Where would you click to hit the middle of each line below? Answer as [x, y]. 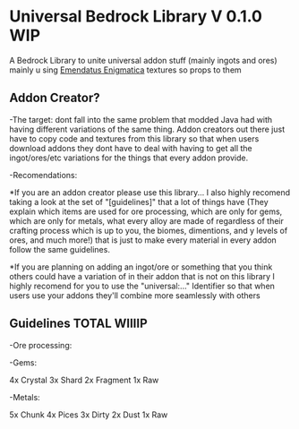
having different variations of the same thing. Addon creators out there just [147, 129]
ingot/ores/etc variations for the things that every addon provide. [129, 158]
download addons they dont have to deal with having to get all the [131, 148]
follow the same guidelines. [60, 249]
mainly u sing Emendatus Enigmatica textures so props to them [125, 70]
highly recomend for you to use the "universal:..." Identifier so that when [142, 286]
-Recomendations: [43, 175]
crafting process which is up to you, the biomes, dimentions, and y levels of [149, 230]
